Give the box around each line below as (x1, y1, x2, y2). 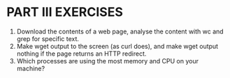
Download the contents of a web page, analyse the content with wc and (16, 27, 224, 36)
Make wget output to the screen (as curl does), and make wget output (16, 42, 218, 50)
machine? (16, 64, 45, 72)
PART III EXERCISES (6, 4, 123, 20)
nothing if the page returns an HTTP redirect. (16, 49, 147, 58)
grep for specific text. (16, 34, 80, 42)
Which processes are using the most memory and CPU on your (16, 56, 199, 65)
